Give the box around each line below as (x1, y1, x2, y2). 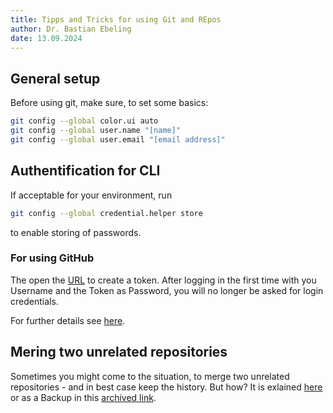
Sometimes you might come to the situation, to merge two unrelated (10, 370, 290, 382)
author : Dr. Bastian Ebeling (10, 24, 132, 34)
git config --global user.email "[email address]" (10, 134, 226, 145)
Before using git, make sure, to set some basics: (10, 97, 209, 109)
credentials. (10, 295, 59, 307)
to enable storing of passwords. (10, 226, 142, 238)
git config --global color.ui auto (10, 116, 159, 126)
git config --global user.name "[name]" (10, 126, 182, 136)
